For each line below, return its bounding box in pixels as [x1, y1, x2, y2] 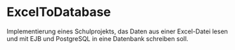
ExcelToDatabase [6, 4, 111, 20]
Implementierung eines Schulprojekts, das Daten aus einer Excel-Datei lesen [6, 27, 228, 35]
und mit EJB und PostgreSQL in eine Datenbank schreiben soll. [6, 34, 189, 42]
